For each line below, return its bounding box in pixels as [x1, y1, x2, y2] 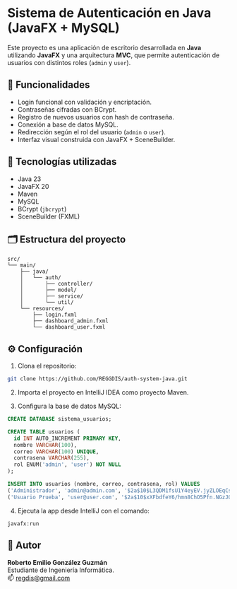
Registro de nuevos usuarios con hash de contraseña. [17, 112, 174, 121]
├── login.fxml [32, 311, 78, 319]
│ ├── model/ [20, 286, 78, 294]
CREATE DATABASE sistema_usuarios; [7, 416, 112, 423]
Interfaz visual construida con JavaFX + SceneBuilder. [17, 135, 176, 144]
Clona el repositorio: [17, 362, 77, 371]
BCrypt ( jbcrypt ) [17, 204, 67, 213]
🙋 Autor [7, 540, 42, 552]
